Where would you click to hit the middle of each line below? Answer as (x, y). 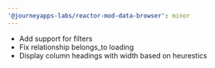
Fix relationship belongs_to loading (76, 47)
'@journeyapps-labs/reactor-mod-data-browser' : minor (99, 16)
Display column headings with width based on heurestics (113, 55)
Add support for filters (56, 38)
